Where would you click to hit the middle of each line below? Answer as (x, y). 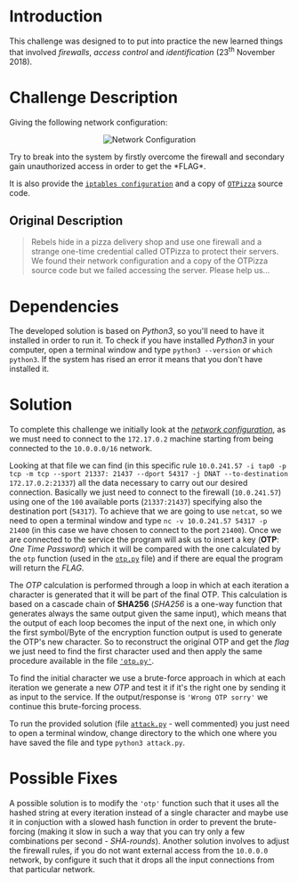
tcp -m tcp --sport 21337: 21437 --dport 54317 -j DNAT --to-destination (149, 474)
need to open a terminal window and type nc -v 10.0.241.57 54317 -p (138, 521)
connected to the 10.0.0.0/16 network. (81, 449)
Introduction (56, 16)
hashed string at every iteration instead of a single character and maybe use (149, 813)
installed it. (29, 369)
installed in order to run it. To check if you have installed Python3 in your (142, 341)
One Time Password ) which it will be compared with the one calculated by (145, 549)
